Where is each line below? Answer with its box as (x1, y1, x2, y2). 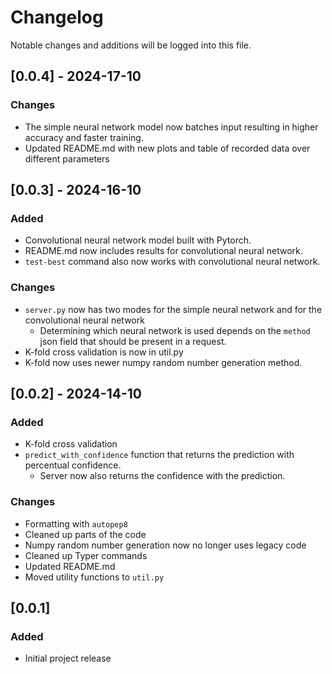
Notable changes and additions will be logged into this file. (10, 39, 252, 51)
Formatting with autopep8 (24, 517, 128, 530)
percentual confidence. (24, 459, 122, 471)
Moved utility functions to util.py (24, 571, 165, 583)
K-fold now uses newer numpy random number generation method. (24, 356, 303, 368)
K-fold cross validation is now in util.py (24, 346, 184, 358)
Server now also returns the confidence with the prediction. (39, 470, 286, 482)
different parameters (24, 152, 110, 165)
